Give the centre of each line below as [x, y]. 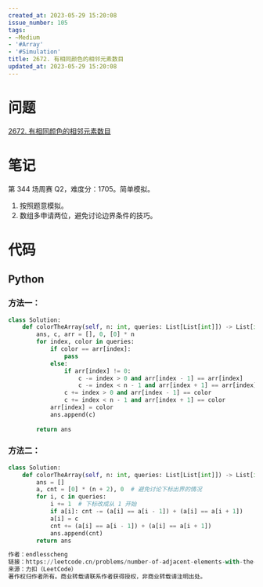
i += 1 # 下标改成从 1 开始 [93, 504]
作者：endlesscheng [38, 555]
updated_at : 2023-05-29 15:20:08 [63, 67]
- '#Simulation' [34, 52]
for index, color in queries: [85, 342]
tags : [17, 30]
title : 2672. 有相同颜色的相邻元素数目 [66, 60]
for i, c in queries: [72, 497]
